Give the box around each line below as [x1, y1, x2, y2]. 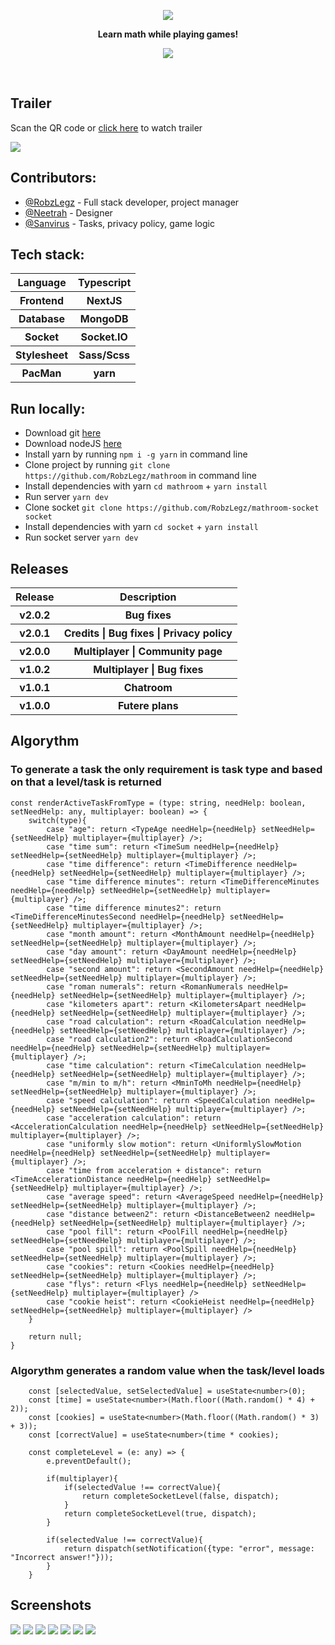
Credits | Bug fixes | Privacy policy [63, 626, 233, 640]
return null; [28, 1331, 83, 1342]
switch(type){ [28, 815, 87, 825]
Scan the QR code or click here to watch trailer [10, 121, 203, 134]
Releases [10, 560, 69, 577]
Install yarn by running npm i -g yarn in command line [24, 448, 248, 460]
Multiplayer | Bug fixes [93, 663, 204, 677]
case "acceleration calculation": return [46, 1113, 222, 1123]
